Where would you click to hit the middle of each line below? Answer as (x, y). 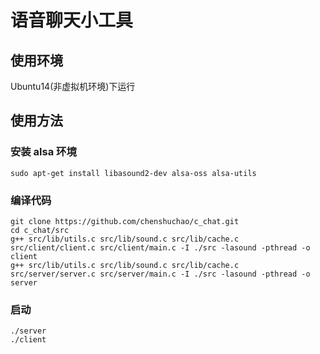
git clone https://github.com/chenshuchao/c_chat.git (125, 221)
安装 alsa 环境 (43, 152)
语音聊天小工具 (72, 20)
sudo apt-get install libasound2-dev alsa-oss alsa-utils (133, 173)
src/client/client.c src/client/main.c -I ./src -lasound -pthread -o (160, 247)
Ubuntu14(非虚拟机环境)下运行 (73, 86)
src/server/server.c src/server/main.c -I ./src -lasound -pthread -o (160, 274)
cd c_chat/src (40, 230)
